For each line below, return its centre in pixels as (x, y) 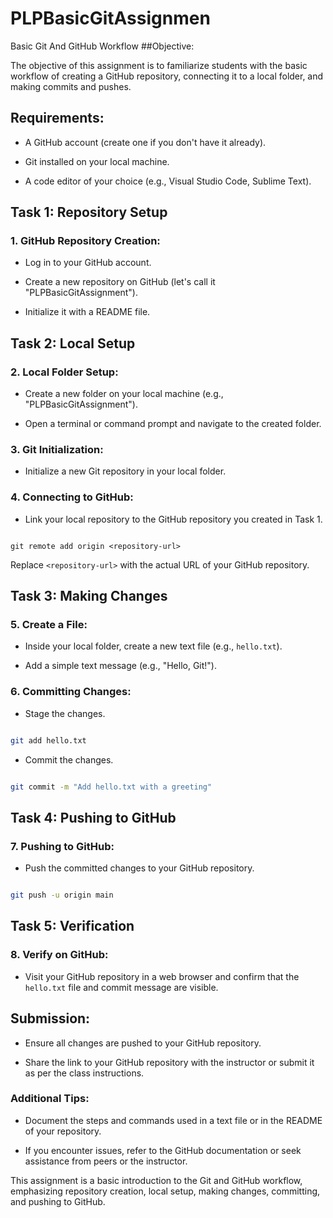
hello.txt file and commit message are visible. (121, 987)
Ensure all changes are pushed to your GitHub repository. (143, 1043)
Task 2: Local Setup (73, 343)
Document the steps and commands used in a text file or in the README (173, 1120)
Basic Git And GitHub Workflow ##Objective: (102, 46)
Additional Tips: (50, 1099)
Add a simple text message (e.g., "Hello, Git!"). (120, 666)
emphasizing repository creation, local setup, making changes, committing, (165, 1191)
